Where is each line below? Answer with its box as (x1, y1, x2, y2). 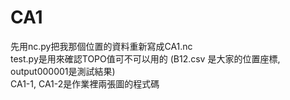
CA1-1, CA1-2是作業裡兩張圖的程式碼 (10, 77, 160, 90)
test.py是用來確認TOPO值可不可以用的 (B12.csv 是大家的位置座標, (10, 52, 281, 65)
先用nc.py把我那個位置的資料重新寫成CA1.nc (10, 40, 193, 52)
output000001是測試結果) (10, 65, 116, 77)
